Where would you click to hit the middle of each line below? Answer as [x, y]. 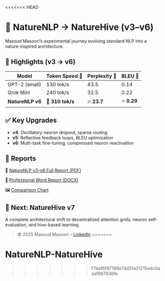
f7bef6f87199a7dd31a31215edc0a [126, 269]
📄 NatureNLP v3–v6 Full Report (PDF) [43, 171]
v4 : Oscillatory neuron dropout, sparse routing [60, 132]
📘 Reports [21, 158]
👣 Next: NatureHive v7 [40, 208]
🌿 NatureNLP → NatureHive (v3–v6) [79, 27]
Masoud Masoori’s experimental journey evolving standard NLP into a [76, 41]
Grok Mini [19, 93]
